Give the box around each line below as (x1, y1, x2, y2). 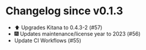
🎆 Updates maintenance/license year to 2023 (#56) (14, 30, 141, 37)
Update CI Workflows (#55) (14, 37, 81, 44)
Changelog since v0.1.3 (5, 4, 123, 18)
